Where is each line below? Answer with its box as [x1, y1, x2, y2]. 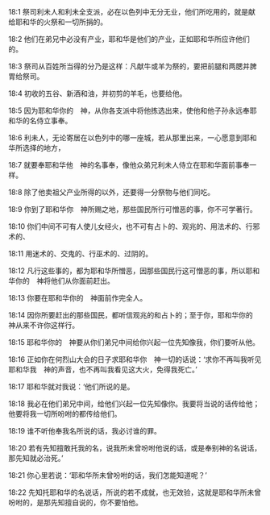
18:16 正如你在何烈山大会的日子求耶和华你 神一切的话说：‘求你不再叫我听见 [8, 355, 262, 364]
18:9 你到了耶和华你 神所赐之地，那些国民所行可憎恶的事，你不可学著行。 [8, 205, 258, 214]
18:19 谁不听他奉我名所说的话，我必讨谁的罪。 [8, 426, 161, 435]
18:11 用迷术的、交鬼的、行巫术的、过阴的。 [8, 249, 153, 258]
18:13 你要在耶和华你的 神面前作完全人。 [8, 293, 147, 302]
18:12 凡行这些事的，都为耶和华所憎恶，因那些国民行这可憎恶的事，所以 [8, 266, 246, 276]
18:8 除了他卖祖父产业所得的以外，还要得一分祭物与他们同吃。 [8, 188, 215, 197]
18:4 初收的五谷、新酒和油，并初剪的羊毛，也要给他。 [8, 89, 187, 98]
